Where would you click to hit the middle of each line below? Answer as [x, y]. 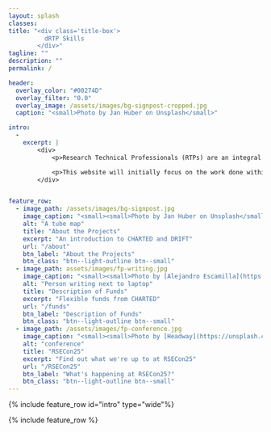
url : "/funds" [46, 306]
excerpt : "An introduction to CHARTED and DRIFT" [108, 239]
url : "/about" [46, 246]
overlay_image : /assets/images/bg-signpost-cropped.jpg [111, 106]
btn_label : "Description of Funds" [83, 314]
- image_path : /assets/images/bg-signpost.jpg [95, 209]
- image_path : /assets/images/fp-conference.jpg [99, 329]
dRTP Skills [64, 38]
